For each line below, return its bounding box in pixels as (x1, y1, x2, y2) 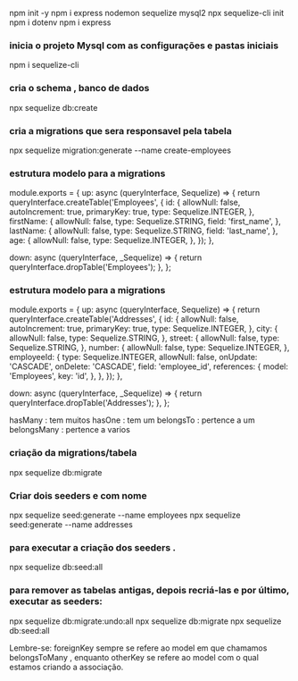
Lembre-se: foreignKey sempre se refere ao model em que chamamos (9, 643, 268, 653)
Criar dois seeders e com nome (9, 489, 147, 501)
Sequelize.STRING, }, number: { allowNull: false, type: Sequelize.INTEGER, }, (9, 342, 290, 353)
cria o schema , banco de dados (9, 82, 150, 95)
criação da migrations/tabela (9, 447, 137, 459)
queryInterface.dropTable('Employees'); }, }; (9, 262, 172, 273)
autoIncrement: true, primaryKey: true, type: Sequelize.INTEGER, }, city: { (9, 324, 278, 334)
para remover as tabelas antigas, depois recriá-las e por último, (9, 584, 290, 597)
